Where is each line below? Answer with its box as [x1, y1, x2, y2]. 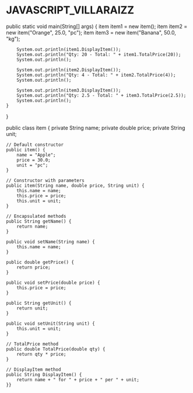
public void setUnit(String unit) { [6, 321, 95, 326]
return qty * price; [16, 351, 66, 357]
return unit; [16, 305, 48, 311]
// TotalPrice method [6, 341, 59, 347]
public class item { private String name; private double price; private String [6, 124, 185, 131]
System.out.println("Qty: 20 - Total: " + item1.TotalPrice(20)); [16, 51, 181, 57]
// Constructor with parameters [6, 178, 85, 183]
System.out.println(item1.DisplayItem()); [16, 46, 121, 53]
